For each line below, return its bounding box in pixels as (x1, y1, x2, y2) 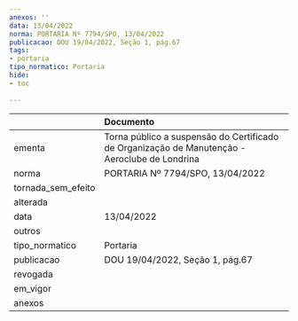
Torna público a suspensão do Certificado (104, 130, 279, 143)
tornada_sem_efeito (13, 181, 96, 193)
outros (13, 224, 42, 237)
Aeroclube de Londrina (104, 153, 200, 165)
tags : (9, 46, 29, 55)
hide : (9, 71, 29, 80)
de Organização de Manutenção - (104, 141, 247, 153)
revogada (13, 268, 53, 280)
